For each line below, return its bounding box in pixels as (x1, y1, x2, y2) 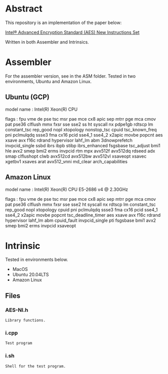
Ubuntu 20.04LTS (12, 271, 49, 278)
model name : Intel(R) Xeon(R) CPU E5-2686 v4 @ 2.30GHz (5, 186, 128, 192)
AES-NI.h (5, 306, 28, 313)
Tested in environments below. (5, 256, 68, 263)
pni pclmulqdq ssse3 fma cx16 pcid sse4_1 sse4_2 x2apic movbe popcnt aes (5, 132, 163, 138)
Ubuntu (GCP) (5, 93, 50, 102)
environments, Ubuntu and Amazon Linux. (5, 78, 92, 84)
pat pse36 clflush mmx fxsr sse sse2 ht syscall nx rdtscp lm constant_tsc (5, 201, 156, 207)
